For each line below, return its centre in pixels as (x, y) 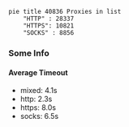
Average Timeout (38, 72)
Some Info (29, 53)
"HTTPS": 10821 (49, 26)
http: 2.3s (36, 99)
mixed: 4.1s (39, 91)
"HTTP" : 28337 (49, 19)
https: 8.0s (38, 108)
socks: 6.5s (39, 116)
